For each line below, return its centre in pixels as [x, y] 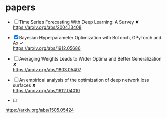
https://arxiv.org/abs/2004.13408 [47, 27]
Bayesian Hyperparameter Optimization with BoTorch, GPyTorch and [90, 37]
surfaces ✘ [24, 85]
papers [20, 7]
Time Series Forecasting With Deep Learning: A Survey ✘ [79, 22]
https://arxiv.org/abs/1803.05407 [47, 69]
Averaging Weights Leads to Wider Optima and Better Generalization [90, 58]
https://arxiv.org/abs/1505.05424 [40, 110]
